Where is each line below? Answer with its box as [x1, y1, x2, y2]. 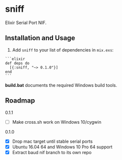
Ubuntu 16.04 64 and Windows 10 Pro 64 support [12, 144, 113, 150]
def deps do [5, 60, 30, 66]
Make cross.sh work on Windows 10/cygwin [12, 119, 102, 125]
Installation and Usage [5, 34, 75, 42]
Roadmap [5, 97, 35, 105]
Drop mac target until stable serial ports [12, 138, 93, 144]
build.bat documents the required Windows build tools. [5, 82, 117, 88]
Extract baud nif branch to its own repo [12, 149, 92, 155]
